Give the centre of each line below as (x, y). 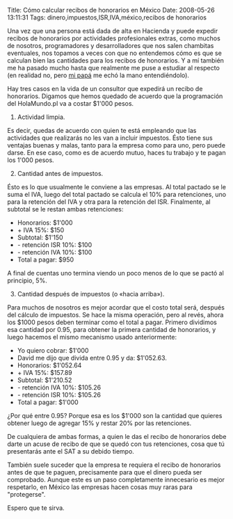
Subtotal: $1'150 (40, 237)
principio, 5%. (27, 280)
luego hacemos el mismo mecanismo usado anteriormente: (92, 337)
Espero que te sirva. (36, 508)
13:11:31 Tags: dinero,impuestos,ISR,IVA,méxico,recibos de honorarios (107, 17)
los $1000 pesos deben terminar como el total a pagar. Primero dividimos (112, 322)
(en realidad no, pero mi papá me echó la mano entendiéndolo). (98, 75)
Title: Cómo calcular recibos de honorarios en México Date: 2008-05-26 (111, 10)
